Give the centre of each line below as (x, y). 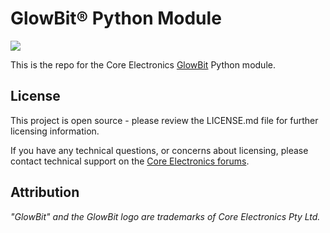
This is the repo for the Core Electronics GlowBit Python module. (143, 64)
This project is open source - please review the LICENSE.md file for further (164, 120)
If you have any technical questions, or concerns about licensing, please (159, 150)
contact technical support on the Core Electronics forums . (130, 161)
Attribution (45, 192)
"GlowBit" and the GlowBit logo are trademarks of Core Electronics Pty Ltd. (165, 216)
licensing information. (55, 131)
